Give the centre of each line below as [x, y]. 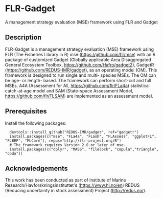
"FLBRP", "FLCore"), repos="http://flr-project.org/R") [63, 141]
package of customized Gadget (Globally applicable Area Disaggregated [78, 60]
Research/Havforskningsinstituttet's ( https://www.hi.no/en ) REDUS [72, 185]
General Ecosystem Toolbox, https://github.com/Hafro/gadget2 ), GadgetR [80, 65]
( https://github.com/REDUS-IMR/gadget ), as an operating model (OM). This [81, 70]
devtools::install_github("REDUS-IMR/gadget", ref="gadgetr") [74, 132]
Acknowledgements [36, 168]
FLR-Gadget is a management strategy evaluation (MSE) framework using [80, 49]
